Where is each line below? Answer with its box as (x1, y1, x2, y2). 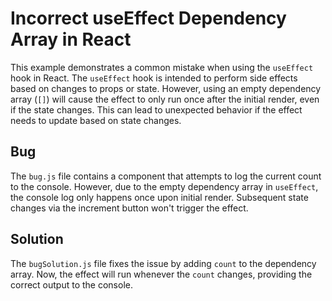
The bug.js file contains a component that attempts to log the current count (10, 170, 322, 182)
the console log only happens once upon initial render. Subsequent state (10, 191, 309, 203)
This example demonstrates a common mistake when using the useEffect (10, 61, 314, 73)
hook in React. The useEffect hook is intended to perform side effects (10, 72, 298, 84)
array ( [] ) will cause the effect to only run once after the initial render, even (10, 93, 320, 105)
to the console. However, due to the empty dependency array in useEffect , (10, 180, 319, 192)
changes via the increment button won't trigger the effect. (10, 202, 249, 214)
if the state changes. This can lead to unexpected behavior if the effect (10, 103, 303, 116)
